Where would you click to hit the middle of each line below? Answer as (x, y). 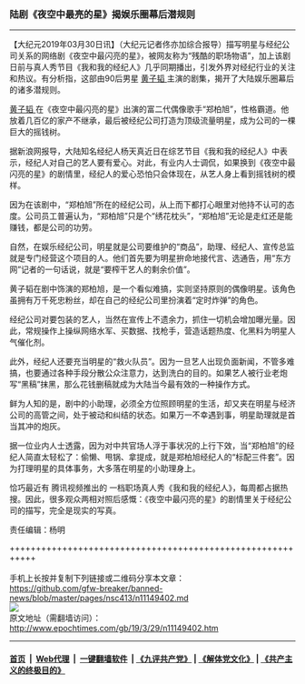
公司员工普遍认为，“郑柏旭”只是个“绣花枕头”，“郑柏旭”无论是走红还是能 (159, 216)
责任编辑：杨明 (37, 530)
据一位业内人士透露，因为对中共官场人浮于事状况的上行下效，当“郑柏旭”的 (148, 446)
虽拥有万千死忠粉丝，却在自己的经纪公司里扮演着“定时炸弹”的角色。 (136, 300)
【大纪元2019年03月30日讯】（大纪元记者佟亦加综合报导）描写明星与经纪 (146, 45)
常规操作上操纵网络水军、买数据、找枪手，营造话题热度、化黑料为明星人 (160, 331)
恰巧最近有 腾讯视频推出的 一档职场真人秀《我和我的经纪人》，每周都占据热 (149, 488)
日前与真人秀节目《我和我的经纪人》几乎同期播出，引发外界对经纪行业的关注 (152, 67)
